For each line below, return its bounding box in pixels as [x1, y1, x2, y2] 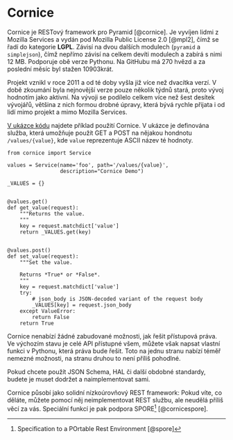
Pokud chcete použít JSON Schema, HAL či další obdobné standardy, [7, 367, 206, 376]
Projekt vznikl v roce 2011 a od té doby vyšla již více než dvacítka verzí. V [7, 78, 217, 86]
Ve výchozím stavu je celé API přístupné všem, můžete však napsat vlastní [7, 339, 221, 348]
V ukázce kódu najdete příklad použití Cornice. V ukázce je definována [7, 121, 209, 129]
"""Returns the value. [19, 210, 85, 217]
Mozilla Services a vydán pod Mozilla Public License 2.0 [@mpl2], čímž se [7, 35, 219, 43]
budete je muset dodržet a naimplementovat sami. [7, 375, 150, 383]
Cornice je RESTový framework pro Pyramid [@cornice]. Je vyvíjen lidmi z [7, 28, 219, 36]
